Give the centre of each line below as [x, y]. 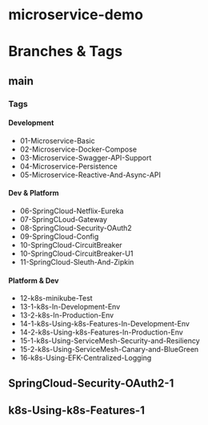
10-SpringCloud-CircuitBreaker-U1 [76, 253]
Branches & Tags [65, 52]
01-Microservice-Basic [57, 140]
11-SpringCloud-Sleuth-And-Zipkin [77, 262]
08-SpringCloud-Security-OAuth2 [76, 228]
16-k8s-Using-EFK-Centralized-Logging [86, 358]
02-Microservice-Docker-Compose [78, 149]
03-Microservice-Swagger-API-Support [86, 157]
